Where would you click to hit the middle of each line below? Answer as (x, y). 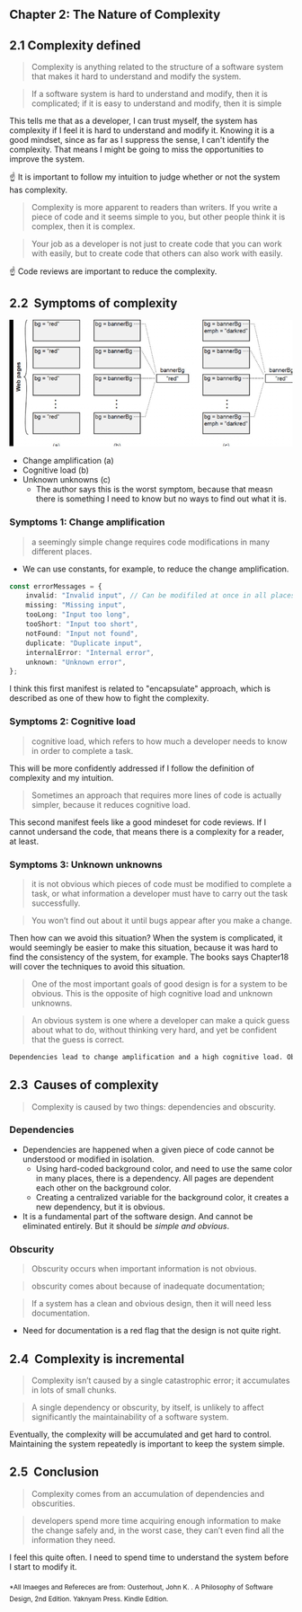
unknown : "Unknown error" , (76, 662)
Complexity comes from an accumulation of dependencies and (148, 1493)
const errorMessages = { (56, 586)
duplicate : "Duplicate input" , (84, 643)
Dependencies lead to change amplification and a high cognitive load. (146, 1057)
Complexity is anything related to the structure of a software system (157, 67)
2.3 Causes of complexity (84, 1085)
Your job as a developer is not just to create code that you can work (156, 244)
